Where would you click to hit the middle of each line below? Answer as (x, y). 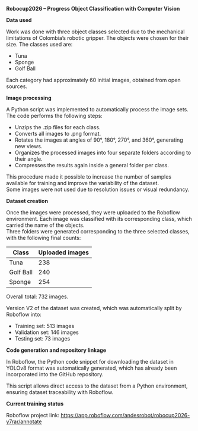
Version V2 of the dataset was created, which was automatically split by (94, 308)
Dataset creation (27, 201)
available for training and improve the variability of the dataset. (82, 183)
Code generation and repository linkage (56, 350)
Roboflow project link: (33, 415)
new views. (28, 146)
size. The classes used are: (39, 44)
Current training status (35, 404)
